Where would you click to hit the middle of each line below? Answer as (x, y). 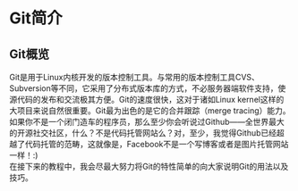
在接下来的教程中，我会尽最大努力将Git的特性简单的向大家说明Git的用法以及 (149, 166)
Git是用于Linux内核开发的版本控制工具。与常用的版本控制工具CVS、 (134, 77)
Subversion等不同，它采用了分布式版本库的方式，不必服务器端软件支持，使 (148, 88)
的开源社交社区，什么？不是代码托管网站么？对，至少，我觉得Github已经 (143, 133)
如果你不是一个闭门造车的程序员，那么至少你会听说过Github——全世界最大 (147, 122)
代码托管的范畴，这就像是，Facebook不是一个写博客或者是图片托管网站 (157, 144)
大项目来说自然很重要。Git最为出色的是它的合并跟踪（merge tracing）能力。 (150, 111)
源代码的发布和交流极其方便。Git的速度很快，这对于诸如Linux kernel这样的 (147, 100)
